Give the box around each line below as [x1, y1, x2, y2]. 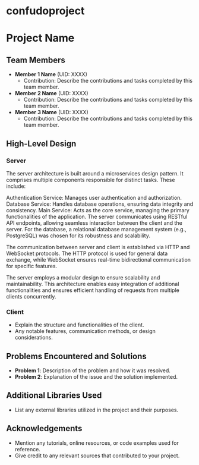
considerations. [14, 334, 53, 341]
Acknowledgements [6, 423, 83, 433]
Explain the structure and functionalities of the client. [14, 321, 144, 328]
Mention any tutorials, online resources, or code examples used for [14, 439, 179, 447]
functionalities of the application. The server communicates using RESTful [6, 213, 188, 220]
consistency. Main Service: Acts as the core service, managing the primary [6, 206, 190, 213]
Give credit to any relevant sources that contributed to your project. [14, 452, 180, 459]
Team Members [6, 55, 65, 65]
